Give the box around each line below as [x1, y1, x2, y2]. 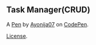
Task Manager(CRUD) [6, 5, 91, 15]
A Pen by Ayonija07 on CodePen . [6, 20, 89, 28]
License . [6, 32, 28, 40]
